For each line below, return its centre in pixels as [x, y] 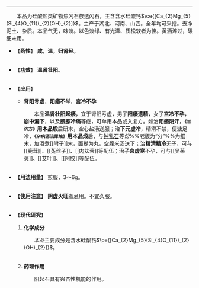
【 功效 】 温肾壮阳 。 [39, 70]
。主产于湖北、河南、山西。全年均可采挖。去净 [135, 23]
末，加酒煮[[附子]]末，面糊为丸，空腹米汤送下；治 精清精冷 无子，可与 [108, 143]
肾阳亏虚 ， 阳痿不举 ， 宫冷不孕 [60, 101]
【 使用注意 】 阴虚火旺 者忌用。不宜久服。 [65, 196]
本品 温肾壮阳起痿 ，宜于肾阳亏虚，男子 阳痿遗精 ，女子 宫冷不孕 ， [112, 114]
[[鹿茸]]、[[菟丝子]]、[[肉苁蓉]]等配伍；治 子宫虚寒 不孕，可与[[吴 [102, 151]
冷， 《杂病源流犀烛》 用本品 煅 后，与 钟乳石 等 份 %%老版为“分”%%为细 [105, 136]
